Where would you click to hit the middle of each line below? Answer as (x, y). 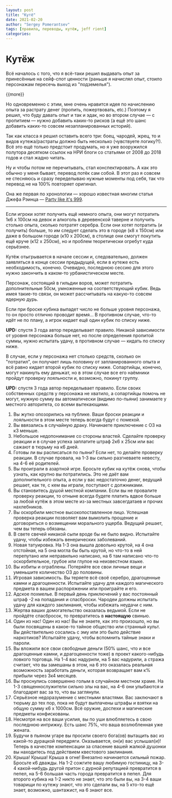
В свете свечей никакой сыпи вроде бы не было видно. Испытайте (86, 534)
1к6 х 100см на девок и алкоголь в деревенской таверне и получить (80, 219)
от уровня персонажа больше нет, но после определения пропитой (80, 335)
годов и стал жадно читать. (36, 157)
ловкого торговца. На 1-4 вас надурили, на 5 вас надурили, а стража (89, 659)
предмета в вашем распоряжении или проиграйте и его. (75, 588)
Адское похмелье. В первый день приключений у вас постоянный (85, 594)
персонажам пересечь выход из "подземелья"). (59, 84)
